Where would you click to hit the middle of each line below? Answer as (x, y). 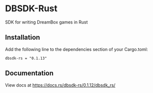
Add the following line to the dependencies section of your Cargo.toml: (76, 49)
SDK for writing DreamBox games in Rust (47, 22)
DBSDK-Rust (31, 9)
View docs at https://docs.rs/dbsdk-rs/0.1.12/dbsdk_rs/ (60, 85)
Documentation (29, 73)
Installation (23, 37)
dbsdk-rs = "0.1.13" (26, 58)
